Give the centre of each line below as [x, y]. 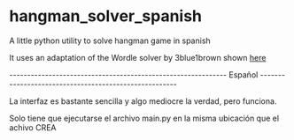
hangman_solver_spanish [105, 16]
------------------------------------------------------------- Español [134, 74]
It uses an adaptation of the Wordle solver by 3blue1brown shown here [138, 57]
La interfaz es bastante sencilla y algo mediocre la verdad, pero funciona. [143, 101]
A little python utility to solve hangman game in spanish [110, 41]
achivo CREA [33, 127]
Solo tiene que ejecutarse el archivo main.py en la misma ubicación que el [144, 118]
